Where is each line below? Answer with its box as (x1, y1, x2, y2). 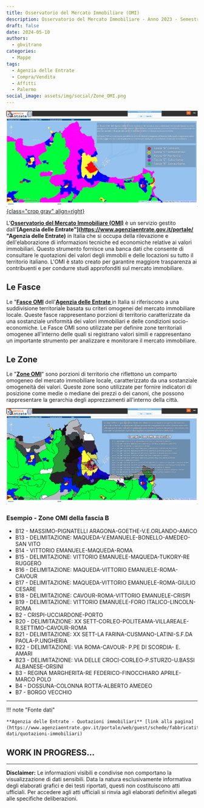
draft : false (6, 22, 39, 29)
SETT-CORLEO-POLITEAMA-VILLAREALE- (83, 618, 189, 625)
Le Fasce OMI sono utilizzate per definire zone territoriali (40, 324, 182, 331)
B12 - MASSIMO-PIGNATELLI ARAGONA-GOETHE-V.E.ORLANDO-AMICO (15, 528, 197, 535)
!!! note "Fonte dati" (6, 706, 55, 713)
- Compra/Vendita (12, 73, 56, 80)
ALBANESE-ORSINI (15, 663, 64, 670)
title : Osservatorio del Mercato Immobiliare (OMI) (6, 10, 140, 16)
